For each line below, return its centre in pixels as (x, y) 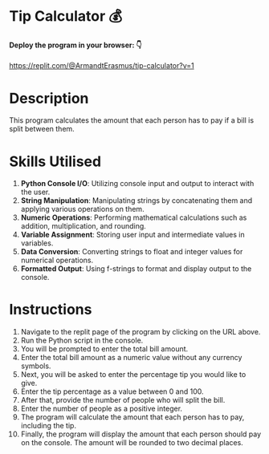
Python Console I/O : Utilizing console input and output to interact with (137, 184)
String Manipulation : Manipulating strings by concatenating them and (137, 201)
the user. (35, 192)
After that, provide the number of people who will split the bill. (123, 400)
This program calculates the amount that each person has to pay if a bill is (132, 120)
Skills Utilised (55, 161)
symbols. (36, 366)
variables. (37, 243)
